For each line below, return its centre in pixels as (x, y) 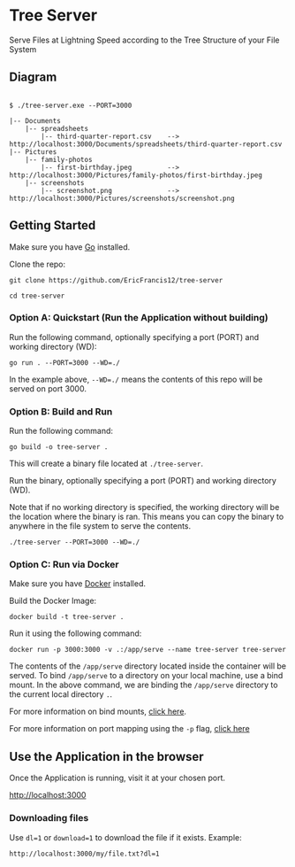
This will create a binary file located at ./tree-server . (106, 464)
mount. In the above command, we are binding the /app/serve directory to (144, 685)
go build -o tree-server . (59, 447)
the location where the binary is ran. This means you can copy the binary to (147, 517)
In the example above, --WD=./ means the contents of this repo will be (136, 379)
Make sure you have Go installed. (70, 247)
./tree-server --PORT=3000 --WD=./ (75, 542)
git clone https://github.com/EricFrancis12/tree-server (116, 280)
